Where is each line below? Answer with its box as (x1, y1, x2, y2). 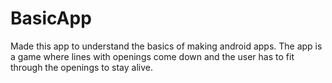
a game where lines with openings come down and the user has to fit (10, 50, 295, 62)
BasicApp (10, 7, 92, 30)
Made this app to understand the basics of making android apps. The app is (10, 40, 323, 52)
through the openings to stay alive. (10, 61, 154, 73)
